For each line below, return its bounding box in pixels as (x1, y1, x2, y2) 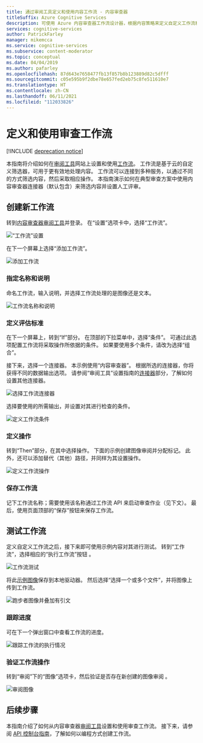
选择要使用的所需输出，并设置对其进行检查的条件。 (6, 402, 134, 409)
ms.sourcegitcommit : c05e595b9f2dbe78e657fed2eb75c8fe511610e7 (6, 76, 169, 82)
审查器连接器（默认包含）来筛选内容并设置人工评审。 (11, 182, 144, 190)
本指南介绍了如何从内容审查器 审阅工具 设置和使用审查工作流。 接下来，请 (6, 722, 188, 730)
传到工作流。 (6, 584, 38, 591)
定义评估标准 (6, 319, 44, 327)
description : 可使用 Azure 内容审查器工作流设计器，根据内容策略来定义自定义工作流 (6, 20, 195, 26)
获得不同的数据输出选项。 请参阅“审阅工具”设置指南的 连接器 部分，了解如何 (6, 369, 193, 376)
